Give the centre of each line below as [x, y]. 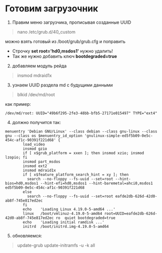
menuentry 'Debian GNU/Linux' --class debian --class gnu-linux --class [81, 131]
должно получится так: [37, 122]
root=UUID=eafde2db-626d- [131, 213]
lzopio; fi [16, 157]
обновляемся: [27, 236]
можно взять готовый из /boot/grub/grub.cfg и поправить [65, 41]
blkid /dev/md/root [36, 94]
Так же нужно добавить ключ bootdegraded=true [65, 56]
